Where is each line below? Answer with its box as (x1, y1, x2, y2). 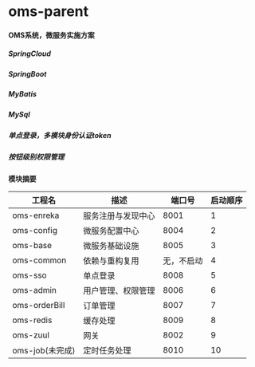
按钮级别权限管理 (8, 152, 65, 162)
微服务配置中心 (83, 225, 139, 236)
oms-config (12, 224, 58, 235)
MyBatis (8, 89, 37, 99)
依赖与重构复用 (83, 255, 139, 266)
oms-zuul (12, 330, 50, 341)
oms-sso (12, 270, 47, 281)
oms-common (12, 255, 67, 266)
